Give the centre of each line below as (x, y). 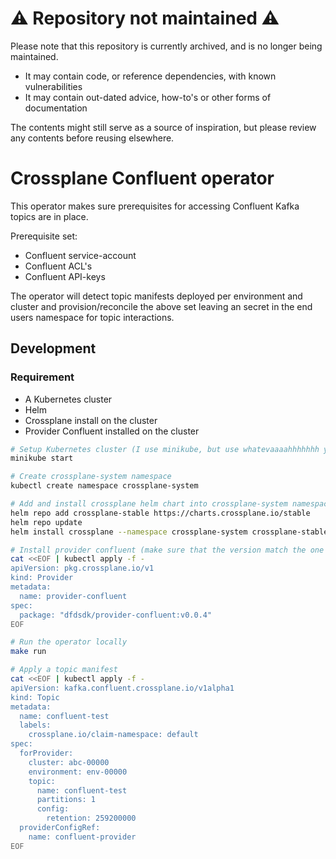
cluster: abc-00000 (69, 762)
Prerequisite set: (44, 236)
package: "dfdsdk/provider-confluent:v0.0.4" (116, 615)
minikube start (42, 458)
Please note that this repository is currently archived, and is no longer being (166, 46)
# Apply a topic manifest (64, 670)
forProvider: (46, 753)
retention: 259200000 (91, 818)
